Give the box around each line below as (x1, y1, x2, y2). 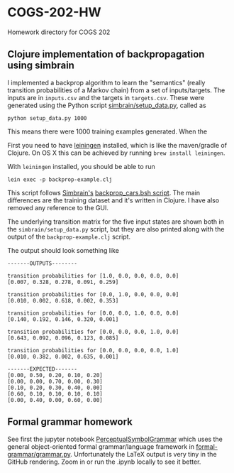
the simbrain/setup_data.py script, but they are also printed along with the (7, 224, 225, 233)
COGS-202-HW (7, 4, 101, 21)
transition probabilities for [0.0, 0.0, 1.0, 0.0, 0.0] (7, 310, 179, 317)
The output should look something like (7, 246, 119, 254)
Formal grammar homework (7, 416, 133, 428)
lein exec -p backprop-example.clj (7, 175, 113, 183)
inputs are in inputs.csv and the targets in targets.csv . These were (7, 93, 204, 102)
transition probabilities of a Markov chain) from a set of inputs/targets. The (7, 86, 225, 94)
